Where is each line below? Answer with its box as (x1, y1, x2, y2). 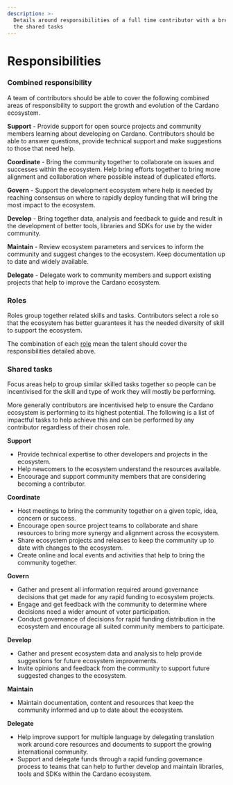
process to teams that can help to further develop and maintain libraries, (17, 763, 224, 771)
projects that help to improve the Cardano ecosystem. (7, 278, 161, 286)
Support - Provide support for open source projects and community (7, 122, 202, 130)
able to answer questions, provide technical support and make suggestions (7, 136, 222, 145)
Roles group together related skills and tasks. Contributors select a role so (7, 311, 219, 320)
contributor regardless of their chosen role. (7, 423, 130, 431)
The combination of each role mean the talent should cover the (7, 340, 187, 348)
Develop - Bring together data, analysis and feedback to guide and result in (7, 214, 223, 223)
